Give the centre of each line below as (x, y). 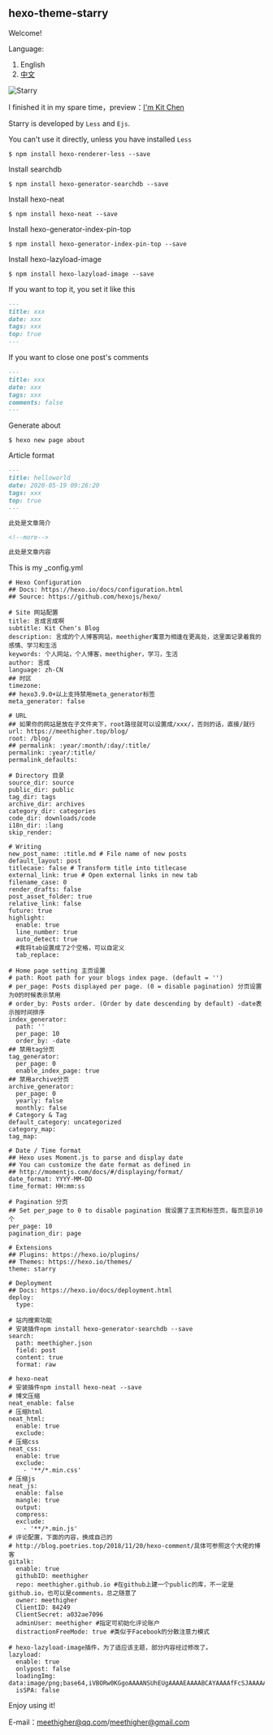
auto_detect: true (47, 939)
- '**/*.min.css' (52, 1471)
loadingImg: (36, 1676)
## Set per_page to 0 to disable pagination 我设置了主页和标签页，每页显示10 (136, 1211)
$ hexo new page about (47, 441)
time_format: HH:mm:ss (47, 1186)
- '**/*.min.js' (51, 1529)
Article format (31, 455)
